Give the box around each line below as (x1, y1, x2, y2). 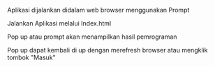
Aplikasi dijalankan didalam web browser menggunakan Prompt (7, 6, 190, 14)
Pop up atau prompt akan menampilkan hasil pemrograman (7, 32, 177, 41)
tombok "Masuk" (7, 53, 56, 61)
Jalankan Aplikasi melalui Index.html (7, 19, 112, 27)
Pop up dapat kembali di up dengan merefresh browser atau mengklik (7, 46, 208, 54)
